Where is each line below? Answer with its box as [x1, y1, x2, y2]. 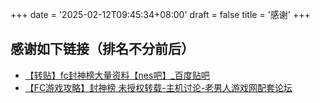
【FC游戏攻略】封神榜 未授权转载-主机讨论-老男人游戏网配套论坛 [24, 81, 293, 93]
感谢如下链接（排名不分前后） [10, 41, 195, 58]
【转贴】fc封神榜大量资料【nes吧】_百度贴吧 [24, 69, 210, 81]
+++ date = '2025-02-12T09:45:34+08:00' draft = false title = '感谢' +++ [10, 9, 311, 20]
